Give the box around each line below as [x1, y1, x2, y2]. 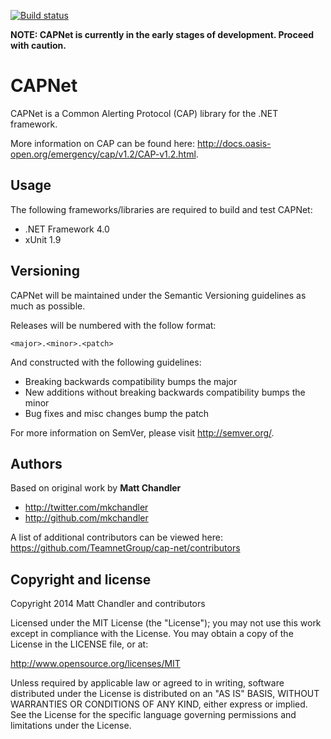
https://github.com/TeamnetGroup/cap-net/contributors [10, 542, 241, 554]
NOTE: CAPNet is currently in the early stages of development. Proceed [10, 29, 315, 40]
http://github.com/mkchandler [24, 512, 149, 524]
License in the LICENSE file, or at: [10, 638, 149, 650]
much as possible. [10, 300, 86, 312]
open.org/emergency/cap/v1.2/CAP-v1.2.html [10, 148, 197, 160]
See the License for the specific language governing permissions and [10, 709, 297, 721]
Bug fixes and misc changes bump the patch [24, 407, 210, 419]
